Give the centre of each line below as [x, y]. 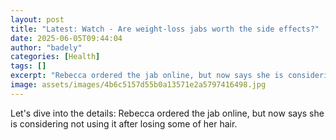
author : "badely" [46, 47]
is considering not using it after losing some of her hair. [124, 123]
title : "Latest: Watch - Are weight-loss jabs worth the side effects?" [165, 29]
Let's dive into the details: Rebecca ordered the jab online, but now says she [167, 113]
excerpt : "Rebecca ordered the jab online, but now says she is [147, 76]
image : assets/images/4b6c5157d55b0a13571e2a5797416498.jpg [138, 85]
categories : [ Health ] [55, 57]
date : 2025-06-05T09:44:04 [66, 38]
